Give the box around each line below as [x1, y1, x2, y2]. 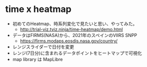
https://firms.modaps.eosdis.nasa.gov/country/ [20, 37, 118, 43]
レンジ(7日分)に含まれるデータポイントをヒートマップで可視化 [12, 50, 142, 56]
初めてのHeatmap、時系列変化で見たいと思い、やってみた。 [12, 20, 137, 26]
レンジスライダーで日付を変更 [12, 43, 75, 49]
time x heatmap [5, 3, 71, 15]
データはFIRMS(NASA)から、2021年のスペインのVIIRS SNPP [12, 32, 137, 38]
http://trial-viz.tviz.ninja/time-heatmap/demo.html [20, 26, 123, 32]
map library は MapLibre [12, 56, 63, 62]
